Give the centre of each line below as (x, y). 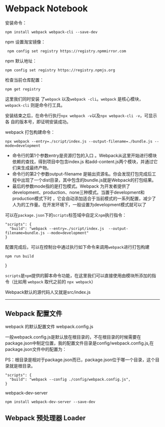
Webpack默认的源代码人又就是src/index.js (48, 292)
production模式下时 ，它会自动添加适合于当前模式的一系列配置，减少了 (84, 198)
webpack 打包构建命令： (30, 132)
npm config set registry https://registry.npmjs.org (60, 70)
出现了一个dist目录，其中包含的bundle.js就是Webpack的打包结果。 (88, 180)
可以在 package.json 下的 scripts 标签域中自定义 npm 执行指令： (66, 215)
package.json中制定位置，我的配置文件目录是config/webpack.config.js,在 (80, 343)
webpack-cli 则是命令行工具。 (35, 105)
